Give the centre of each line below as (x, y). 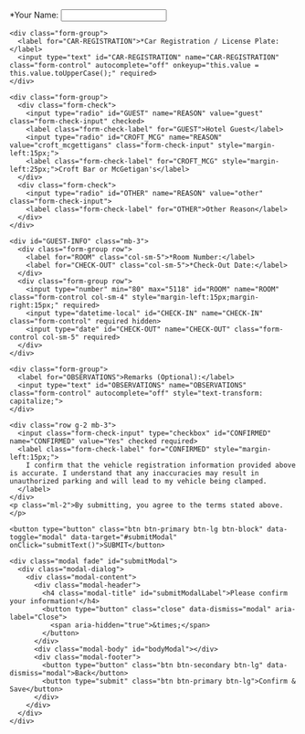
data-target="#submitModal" (124, 537)
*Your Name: (34, 15)
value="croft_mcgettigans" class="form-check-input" (112, 145)
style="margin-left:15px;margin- (195, 297)
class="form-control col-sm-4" (69, 297)
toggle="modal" (38, 537)
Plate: (267, 41)
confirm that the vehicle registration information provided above (165, 465)
